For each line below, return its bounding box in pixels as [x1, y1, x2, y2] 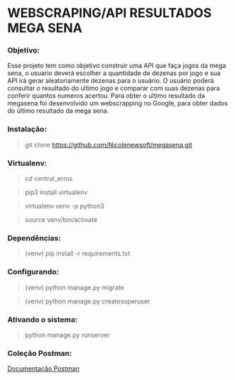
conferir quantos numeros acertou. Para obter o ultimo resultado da [7, 91, 205, 100]
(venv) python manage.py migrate [24, 283, 124, 291]
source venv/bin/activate [24, 216, 98, 224]
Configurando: [7, 267, 59, 277]
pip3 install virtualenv [24, 188, 88, 196]
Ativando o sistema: [7, 314, 78, 324]
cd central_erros [24, 174, 73, 183]
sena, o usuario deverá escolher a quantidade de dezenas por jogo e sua [7, 69, 221, 77]
